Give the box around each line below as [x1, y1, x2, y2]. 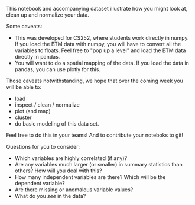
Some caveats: [6, 23, 43, 30]
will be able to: [6, 84, 42, 91]
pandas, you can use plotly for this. [14, 66, 100, 73]
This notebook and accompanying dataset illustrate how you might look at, [6, 5, 188, 12]
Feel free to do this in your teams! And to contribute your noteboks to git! [6, 132, 184, 139]
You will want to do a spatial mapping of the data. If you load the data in [14, 59, 189, 66]
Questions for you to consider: [6, 143, 80, 150]
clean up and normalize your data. [6, 11, 90, 18]
